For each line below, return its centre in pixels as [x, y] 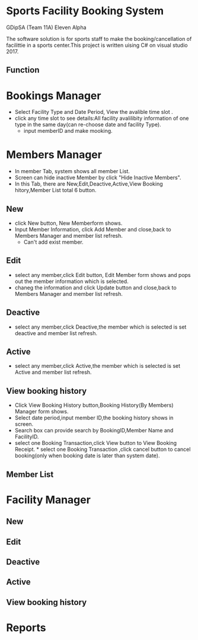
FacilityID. [27, 437]
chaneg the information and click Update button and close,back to [95, 287]
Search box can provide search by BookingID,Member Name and [94, 431]
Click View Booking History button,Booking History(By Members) [94, 405]
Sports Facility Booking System [85, 11]
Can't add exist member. [54, 242]
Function [23, 70]
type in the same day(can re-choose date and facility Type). [88, 125]
